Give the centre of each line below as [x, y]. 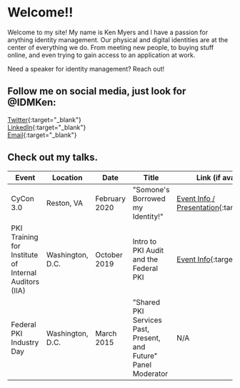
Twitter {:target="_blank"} [45, 119]
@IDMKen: [32, 103]
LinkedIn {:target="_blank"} [47, 127]
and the [145, 259]
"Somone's [151, 189]
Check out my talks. [53, 158]
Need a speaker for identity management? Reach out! [86, 69]
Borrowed [149, 199]
